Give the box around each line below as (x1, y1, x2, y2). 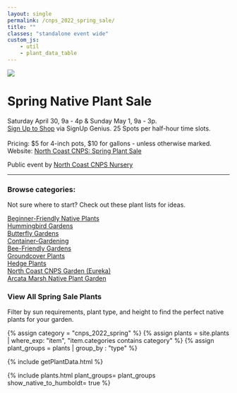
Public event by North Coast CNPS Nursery (7, 160, 133, 169)
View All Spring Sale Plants (7, 292, 102, 302)
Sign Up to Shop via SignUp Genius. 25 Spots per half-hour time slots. (7, 124, 211, 133)
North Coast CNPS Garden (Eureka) (7, 267, 111, 275)
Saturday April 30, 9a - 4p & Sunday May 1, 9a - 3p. (7, 116, 157, 125)
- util (20, 43, 39, 50)
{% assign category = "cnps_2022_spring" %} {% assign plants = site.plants (7, 329, 229, 337)
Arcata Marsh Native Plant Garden (7, 274, 107, 283)
